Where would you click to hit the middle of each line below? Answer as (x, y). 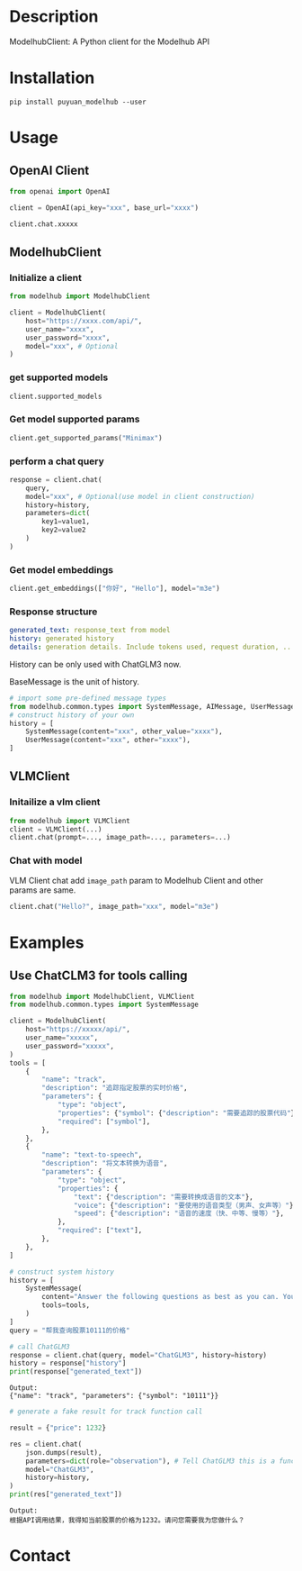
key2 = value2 (64, 530)
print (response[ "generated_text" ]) (76, 1372)
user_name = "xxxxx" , (62, 1038)
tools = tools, (66, 1305)
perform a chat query (57, 461)
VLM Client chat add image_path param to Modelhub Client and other (136, 880)
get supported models (59, 377)
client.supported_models (56, 396)
